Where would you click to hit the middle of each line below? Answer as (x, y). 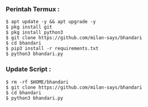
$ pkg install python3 (34, 32)
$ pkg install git (29, 27)
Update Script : (28, 69)
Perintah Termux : (33, 9)
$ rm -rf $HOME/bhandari (37, 82)
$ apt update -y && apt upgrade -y (51, 22)
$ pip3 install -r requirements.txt (52, 49)
